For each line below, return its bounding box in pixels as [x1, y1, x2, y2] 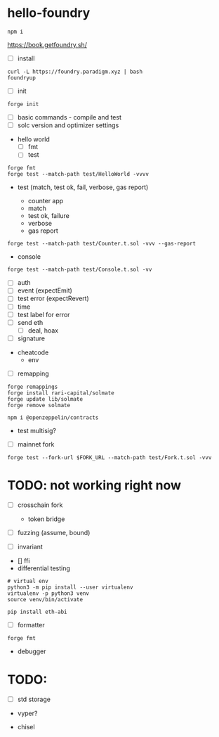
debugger [17, 647, 46, 655]
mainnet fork [17, 440, 55, 448]
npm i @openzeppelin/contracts [7, 414, 99, 421]
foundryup [7, 75, 36, 82]
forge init [7, 101, 39, 108]
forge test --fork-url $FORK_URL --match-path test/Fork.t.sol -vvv [7, 454, 212, 461]
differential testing [17, 564, 70, 572]
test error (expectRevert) [17, 294, 89, 303]
